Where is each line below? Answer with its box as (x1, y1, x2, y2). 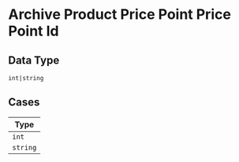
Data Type (8, 53, 60, 67)
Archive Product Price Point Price (8, 6, 231, 24)
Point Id (8, 22, 59, 40)
